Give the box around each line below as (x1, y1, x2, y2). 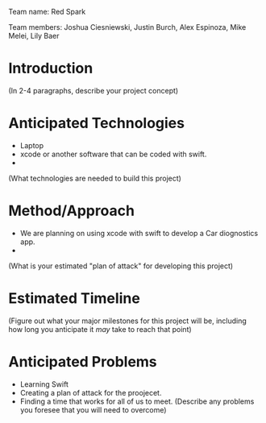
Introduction (8, 60, 94, 77)
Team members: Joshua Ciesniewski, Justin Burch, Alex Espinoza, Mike (8, 23, 247, 31)
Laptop (19, 140, 44, 150)
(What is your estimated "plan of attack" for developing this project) (8, 261, 234, 271)
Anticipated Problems (8, 352, 157, 371)
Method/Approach (8, 201, 135, 220)
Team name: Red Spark (8, 7, 86, 16)
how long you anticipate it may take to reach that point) (8, 324, 192, 334)
